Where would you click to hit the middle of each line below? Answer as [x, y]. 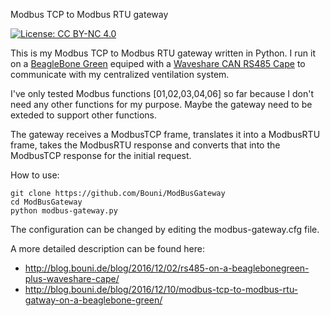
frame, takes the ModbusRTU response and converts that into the [145, 145]
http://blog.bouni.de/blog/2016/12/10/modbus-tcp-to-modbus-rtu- [161, 289]
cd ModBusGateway [46, 202]
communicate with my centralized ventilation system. [120, 74]
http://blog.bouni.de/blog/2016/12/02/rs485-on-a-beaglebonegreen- [167, 268]
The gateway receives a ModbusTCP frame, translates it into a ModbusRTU [165, 134]
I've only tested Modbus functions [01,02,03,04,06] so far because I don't [162, 93]
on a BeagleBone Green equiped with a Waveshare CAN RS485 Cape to [158, 63]
